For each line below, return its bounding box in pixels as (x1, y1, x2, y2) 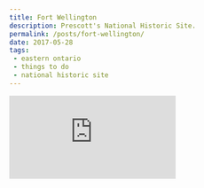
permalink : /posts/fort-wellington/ (9, 29, 145, 38)
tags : (9, 46, 29, 55)
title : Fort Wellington (9, 12, 98, 22)
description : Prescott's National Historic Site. (9, 21, 197, 30)
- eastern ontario (12, 54, 82, 63)
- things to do (12, 63, 69, 72)
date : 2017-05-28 (9, 37, 74, 47)
